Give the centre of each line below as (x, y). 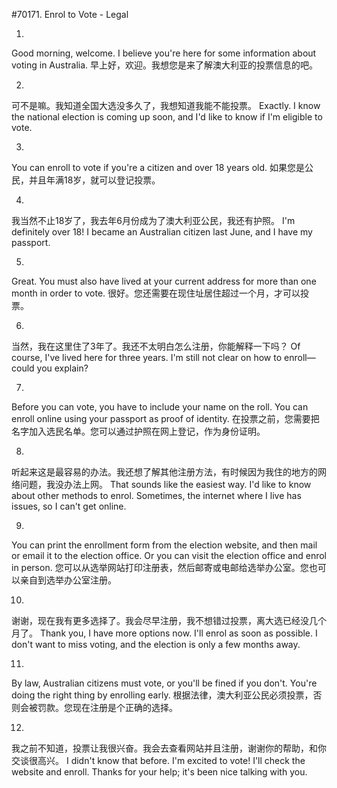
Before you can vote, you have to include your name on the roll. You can (160, 407)
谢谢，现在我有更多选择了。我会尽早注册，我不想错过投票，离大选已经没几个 (169, 620)
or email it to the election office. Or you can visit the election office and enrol (169, 555)
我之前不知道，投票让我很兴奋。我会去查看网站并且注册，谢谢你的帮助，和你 (169, 748)
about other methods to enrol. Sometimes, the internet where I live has (156, 495)
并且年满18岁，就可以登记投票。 (94, 180)
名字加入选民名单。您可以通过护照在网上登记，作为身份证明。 (138, 431)
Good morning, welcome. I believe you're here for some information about (164, 53)
